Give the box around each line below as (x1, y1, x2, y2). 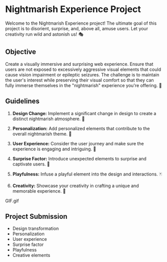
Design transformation (12, 225, 59, 232)
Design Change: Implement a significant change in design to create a (12, 110, 156, 116)
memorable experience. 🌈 (12, 188, 66, 194)
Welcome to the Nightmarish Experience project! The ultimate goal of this (5, 20, 157, 26)
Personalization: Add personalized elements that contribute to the (12, 125, 150, 131)
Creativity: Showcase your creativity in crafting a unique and (12, 183, 139, 189)
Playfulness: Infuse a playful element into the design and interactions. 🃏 (12, 171, 162, 177)
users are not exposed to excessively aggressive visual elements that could (5, 66, 161, 72)
